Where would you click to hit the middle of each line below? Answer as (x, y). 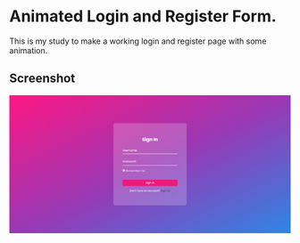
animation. (29, 50)
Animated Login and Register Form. (143, 16)
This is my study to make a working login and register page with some (138, 41)
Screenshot (42, 79)
